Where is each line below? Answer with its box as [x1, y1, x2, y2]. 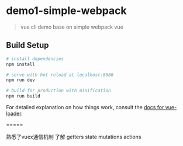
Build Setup [6, 40, 49, 50]
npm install [6, 61, 35, 67]
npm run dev [6, 77, 35, 83]
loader [6, 110, 22, 117]
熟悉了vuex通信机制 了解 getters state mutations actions [6, 133, 141, 140]
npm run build [6, 93, 41, 99]
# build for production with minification [6, 88, 111, 94]
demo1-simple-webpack [6, 4, 127, 18]
